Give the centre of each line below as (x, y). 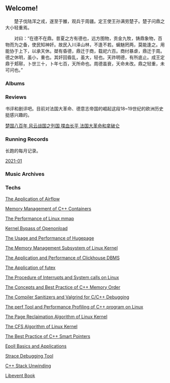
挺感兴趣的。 (18, 115)
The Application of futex (30, 267)
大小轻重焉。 (18, 27)
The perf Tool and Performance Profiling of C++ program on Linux (74, 307)
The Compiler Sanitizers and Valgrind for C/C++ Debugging (67, 297)
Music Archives (25, 174)
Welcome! (22, 8)
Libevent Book (20, 375)
